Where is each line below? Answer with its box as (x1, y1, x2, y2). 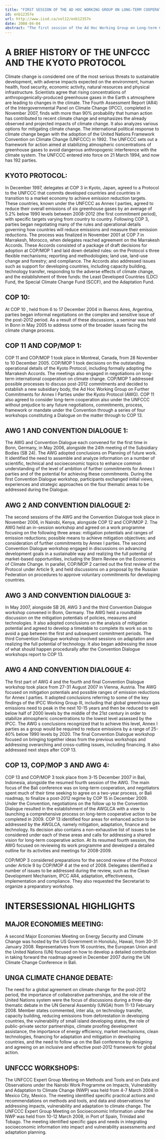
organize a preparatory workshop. (5, 883, 75, 889)
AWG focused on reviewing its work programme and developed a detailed (5, 842, 155, 848)
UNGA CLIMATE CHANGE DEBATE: (5, 973, 113, 982)
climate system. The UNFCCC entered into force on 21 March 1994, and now (5, 152, 160, 158)
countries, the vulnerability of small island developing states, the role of (5, 1018, 150, 1024)
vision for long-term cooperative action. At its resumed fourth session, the (5, 837, 155, 843)
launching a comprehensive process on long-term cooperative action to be (5, 811, 157, 817)
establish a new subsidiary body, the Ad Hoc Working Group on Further (5, 386, 150, 392)
